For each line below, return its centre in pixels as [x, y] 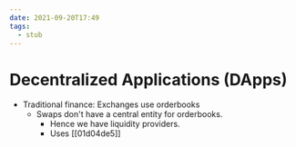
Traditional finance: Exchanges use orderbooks [111, 104]
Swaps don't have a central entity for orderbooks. [129, 114]
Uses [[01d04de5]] [85, 133]
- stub [30, 34]
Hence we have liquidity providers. [115, 124]
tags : [20, 26]
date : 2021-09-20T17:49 [55, 18]
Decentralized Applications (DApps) [148, 79]
